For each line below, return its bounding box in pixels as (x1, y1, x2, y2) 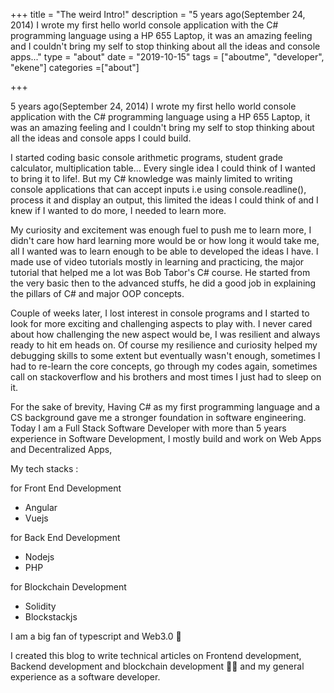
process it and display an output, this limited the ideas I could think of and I (10, 194, 319, 206)
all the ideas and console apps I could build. (10, 132, 192, 144)
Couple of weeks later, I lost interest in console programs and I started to (10, 307, 310, 319)
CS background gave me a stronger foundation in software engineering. (10, 412, 307, 423)
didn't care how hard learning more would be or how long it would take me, (10, 235, 320, 246)
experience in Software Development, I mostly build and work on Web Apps (10, 433, 322, 444)
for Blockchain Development (10, 581, 127, 593)
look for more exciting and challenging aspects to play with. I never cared (10, 318, 313, 329)
